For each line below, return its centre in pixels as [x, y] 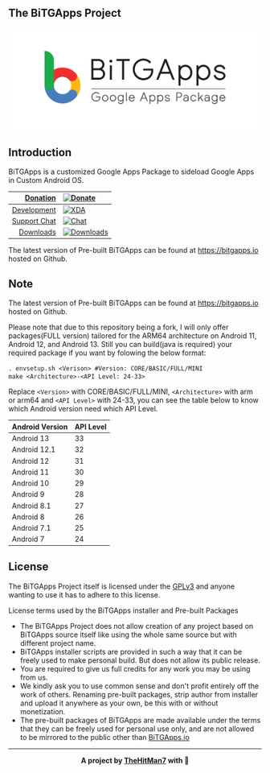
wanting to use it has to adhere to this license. [84, 594]
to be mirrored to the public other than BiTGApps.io [105, 737]
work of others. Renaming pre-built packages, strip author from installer [139, 694]
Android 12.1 [34, 449]
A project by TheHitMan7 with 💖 [135, 760]
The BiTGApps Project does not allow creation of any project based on [137, 626]
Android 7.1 [31, 528]
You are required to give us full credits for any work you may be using [135, 668]
